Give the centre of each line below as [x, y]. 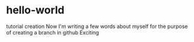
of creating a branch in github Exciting [53, 32]
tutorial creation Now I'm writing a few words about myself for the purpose [97, 26]
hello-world [35, 10]
